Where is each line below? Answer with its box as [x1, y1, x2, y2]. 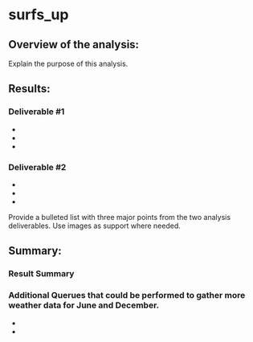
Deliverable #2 [8, 161, 67, 173]
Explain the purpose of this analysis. [8, 59, 129, 68]
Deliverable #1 [8, 106, 65, 117]
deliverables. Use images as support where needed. [8, 221, 181, 230]
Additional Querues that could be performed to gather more [8, 290, 246, 301]
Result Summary [8, 268, 75, 279]
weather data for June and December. [8, 299, 160, 311]
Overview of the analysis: [8, 38, 139, 51]
